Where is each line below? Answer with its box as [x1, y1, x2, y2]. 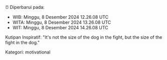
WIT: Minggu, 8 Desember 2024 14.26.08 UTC [12, 25, 109, 30]
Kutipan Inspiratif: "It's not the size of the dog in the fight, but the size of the [5, 34, 162, 40]
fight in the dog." [5, 40, 40, 45]
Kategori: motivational [5, 49, 51, 55]
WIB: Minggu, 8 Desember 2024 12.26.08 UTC [12, 14, 109, 20]
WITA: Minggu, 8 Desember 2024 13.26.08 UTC [12, 19, 111, 25]
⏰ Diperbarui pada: [5, 4, 45, 10]
